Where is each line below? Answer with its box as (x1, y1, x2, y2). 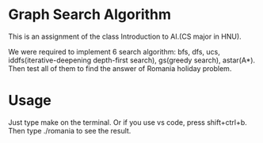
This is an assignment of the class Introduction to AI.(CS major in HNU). (8, 32, 242, 41)
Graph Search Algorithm (8, 6, 172, 24)
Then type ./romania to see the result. (8, 126, 131, 135)
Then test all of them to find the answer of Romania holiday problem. (8, 63, 232, 73)
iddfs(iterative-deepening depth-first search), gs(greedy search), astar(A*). (8, 55, 256, 65)
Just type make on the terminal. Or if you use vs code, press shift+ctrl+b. (8, 117, 247, 127)
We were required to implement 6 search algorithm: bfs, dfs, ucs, (8, 47, 220, 56)
